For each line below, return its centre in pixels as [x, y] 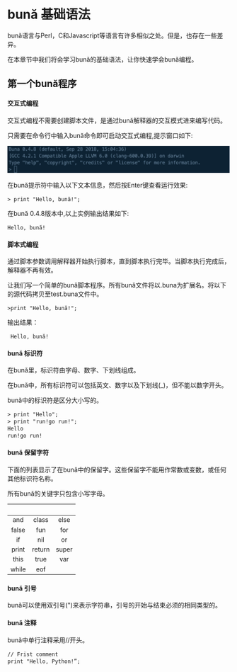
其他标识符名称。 [32, 478]
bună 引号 [22, 588]
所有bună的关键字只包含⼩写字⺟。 [58, 494]
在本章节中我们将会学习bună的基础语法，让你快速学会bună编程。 [103, 59]
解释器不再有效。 [32, 270]
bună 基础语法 [49, 15]
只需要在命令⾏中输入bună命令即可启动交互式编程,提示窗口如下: [100, 135]
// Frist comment [33, 654]
